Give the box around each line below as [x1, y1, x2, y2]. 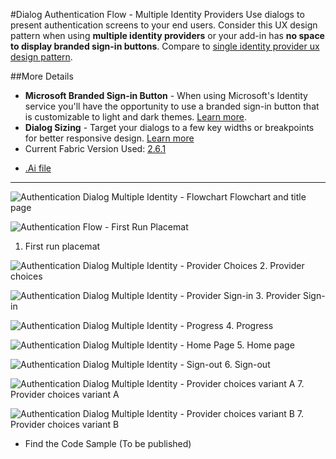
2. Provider [259, 260, 305, 271]
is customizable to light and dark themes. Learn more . [24, 111, 247, 123]
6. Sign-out [224, 359, 271, 370]
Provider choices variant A [10, 389, 120, 400]
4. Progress [225, 320, 274, 331]
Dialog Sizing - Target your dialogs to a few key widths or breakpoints [24, 122, 315, 133]
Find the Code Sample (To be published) [24, 438, 192, 449]
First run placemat [24, 240, 101, 252]
